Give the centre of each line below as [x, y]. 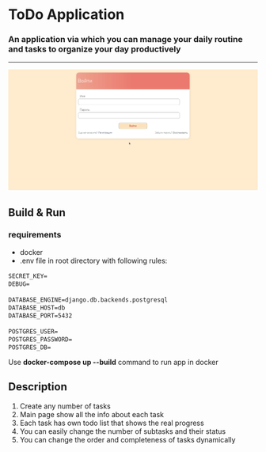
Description [38, 387]
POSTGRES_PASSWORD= [40, 339]
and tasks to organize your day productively [95, 49]
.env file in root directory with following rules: [93, 260]
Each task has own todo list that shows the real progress [112, 423]
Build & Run [37, 213]
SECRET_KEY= [28, 276]
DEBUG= [19, 284]
